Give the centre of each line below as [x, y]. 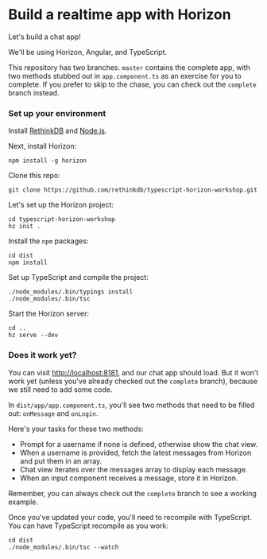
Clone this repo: [35, 176]
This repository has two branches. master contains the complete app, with [129, 67]
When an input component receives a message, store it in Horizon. [129, 478]
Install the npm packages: [48, 241]
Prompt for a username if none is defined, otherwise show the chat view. [139, 444]
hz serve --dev [33, 336]
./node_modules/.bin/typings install [71, 292]
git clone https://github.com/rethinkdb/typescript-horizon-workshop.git [133, 190]
